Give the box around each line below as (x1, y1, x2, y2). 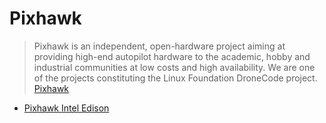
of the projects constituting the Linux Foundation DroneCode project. (33, 72, 318, 84)
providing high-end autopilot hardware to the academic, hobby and (33, 50, 311, 62)
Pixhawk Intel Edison (23, 102, 110, 114)
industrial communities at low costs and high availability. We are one (33, 61, 316, 73)
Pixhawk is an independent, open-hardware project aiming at (33, 40, 286, 52)
